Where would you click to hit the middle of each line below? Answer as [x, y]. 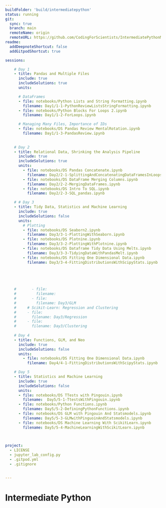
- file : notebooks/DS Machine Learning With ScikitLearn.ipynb [85, 423]
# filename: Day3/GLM [45, 303]
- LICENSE [20, 450]
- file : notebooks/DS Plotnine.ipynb [62, 239]
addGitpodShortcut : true [35, 51]
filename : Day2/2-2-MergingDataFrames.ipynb [74, 184]
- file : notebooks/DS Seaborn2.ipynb [62, 230]
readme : [13, 42]
